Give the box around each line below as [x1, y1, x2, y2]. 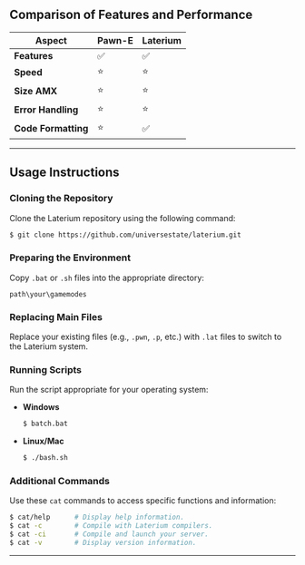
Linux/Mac [22, 435, 64, 447]
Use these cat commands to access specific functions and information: [9, 495, 277, 506]
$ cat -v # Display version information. [9, 538, 197, 547]
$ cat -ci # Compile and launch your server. [9, 530, 209, 539]
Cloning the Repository [9, 192, 113, 205]
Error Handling [14, 103, 79, 116]
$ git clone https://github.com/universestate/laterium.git [9, 230, 242, 239]
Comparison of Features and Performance [9, 7, 253, 23]
